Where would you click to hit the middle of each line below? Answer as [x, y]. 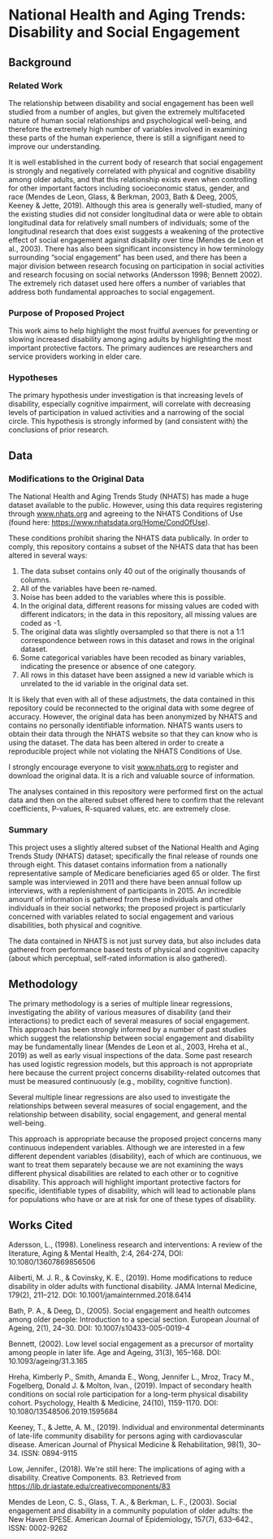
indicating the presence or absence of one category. [108, 667]
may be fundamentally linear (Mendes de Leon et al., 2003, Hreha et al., [129, 1047]
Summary [28, 830]
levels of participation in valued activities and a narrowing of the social [126, 413]
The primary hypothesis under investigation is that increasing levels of [126, 396]
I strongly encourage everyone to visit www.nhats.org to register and [123, 767]
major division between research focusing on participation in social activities [136, 265]
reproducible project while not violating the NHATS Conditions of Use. [125, 751]
